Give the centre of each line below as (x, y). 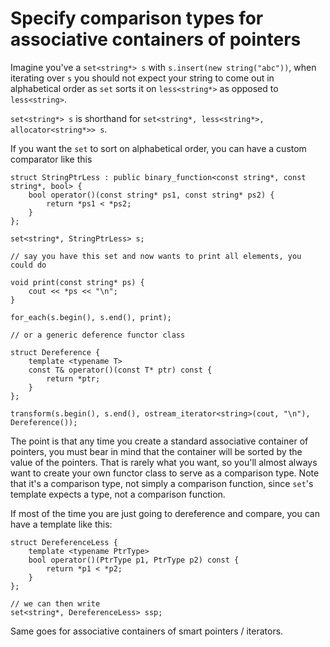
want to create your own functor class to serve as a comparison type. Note (165, 473)
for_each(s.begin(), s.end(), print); (91, 317)
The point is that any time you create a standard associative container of (159, 441)
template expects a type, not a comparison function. (118, 494)
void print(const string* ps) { (77, 282)
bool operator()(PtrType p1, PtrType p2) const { (134, 560)
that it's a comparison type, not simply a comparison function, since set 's (162, 483)
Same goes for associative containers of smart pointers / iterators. (147, 631)
